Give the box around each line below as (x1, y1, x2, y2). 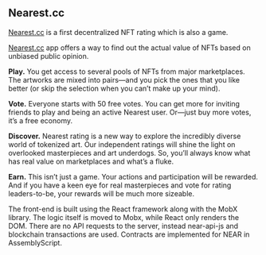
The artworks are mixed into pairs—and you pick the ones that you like (8, 75, 241, 84)
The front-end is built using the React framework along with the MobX (8, 204, 238, 214)
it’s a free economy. (8, 115, 73, 126)
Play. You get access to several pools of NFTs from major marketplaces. (8, 67, 245, 76)
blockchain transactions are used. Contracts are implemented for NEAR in (8, 230, 250, 239)
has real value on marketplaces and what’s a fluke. (8, 156, 174, 166)
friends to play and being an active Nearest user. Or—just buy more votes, (8, 107, 252, 117)
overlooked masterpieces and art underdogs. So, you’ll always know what (8, 148, 251, 157)
